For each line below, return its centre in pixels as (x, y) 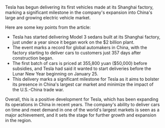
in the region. (19, 120)
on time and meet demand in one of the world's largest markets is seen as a (82, 110)
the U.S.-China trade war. (38, 90)
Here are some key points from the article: (48, 27)
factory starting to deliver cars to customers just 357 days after (77, 53)
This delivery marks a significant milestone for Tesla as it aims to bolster (86, 79)
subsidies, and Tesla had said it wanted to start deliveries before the (82, 68)
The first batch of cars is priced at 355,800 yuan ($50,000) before (80, 63)
